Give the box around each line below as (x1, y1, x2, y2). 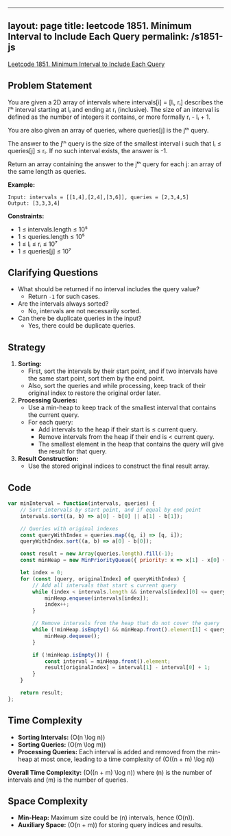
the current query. (27, 411, 80, 419)
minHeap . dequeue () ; (44, 633, 100, 640)
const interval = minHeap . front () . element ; (44, 657, 171, 665)
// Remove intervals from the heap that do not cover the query (32, 620, 220, 627)
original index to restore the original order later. (27, 389, 161, 397)
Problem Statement (8, 80, 93, 91)
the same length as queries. (8, 167, 86, 175)
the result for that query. (38, 447, 107, 455)
